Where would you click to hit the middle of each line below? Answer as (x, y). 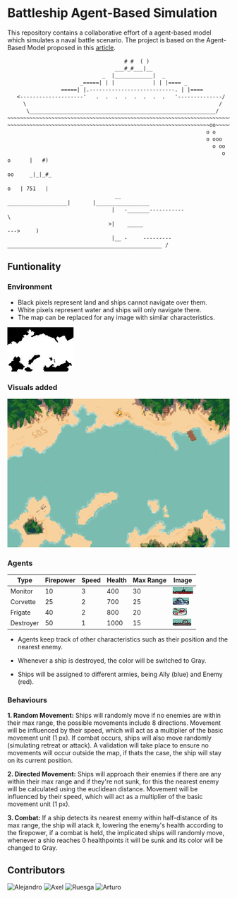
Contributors (36, 870)
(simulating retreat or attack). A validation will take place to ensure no (108, 745)
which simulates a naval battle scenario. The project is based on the (106, 40)
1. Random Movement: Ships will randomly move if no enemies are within (114, 716)
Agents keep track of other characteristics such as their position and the (122, 639)
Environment (30, 287)
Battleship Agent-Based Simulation (112, 13)
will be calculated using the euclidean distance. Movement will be (103, 789)
